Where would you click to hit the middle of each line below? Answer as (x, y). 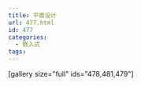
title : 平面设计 (32, 15)
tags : (17, 52)
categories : (28, 37)
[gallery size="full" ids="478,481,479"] (71, 74)
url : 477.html (32, 23)
